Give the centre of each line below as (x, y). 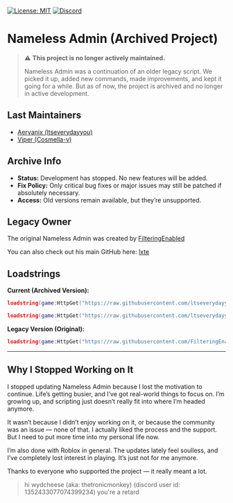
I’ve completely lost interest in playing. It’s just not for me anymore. (103, 457)
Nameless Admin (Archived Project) (113, 39)
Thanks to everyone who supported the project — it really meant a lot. (107, 471)
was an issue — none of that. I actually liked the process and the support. (112, 429)
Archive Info (34, 161)
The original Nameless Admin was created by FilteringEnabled (96, 239)
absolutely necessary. (49, 193)
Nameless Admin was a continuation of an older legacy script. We (118, 71)
